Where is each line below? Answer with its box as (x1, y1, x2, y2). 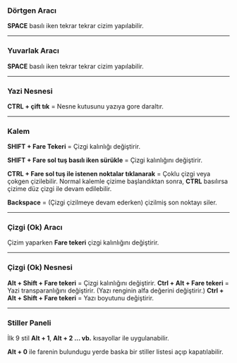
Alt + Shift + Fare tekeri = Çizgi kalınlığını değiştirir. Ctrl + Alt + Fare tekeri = (7, 278, 229, 287)
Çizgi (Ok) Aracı (7, 223, 63, 233)
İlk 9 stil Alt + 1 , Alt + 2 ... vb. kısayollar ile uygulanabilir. (7, 334, 169, 343)
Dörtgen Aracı (7, 6, 57, 16)
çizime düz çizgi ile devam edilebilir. (7, 185, 112, 193)
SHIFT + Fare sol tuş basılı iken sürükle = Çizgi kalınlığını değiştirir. (7, 156, 203, 164)
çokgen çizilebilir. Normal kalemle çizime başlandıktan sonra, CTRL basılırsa (7, 177, 228, 185)
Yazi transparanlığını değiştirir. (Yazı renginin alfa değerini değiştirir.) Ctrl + (7, 286, 224, 295)
